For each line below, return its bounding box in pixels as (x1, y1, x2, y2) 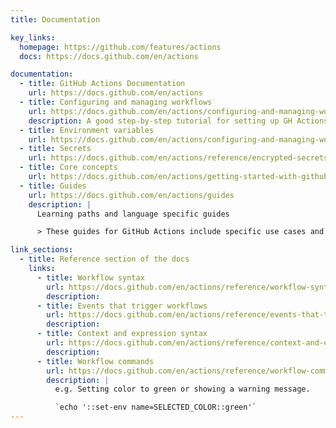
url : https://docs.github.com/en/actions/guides (28, 190, 235, 200)
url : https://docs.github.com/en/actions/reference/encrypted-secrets (28, 153, 329, 163)
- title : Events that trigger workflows (36, 301, 208, 311)
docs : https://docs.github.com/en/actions (19, 51, 199, 61)
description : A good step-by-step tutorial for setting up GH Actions (28, 116, 329, 126)
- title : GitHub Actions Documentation (19, 79, 186, 89)
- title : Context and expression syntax (36, 329, 208, 339)
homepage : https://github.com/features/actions (19, 42, 222, 52)
